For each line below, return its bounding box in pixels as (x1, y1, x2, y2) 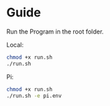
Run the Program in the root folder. (6, 27, 104, 36)
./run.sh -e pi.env (6, 92, 62, 99)
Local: (6, 40, 24, 49)
